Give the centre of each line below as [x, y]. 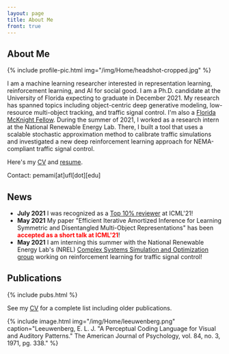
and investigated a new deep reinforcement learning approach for [100, 141]
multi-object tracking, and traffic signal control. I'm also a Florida [125, 113]
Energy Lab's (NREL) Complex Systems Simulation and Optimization [113, 249]
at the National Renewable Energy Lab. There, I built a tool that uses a [105, 127]
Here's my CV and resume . [45, 162]
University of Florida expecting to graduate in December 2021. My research [113, 98]
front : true [24, 26]
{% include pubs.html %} [42, 295]
